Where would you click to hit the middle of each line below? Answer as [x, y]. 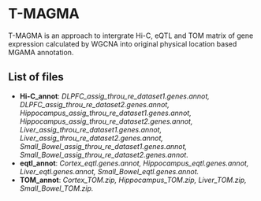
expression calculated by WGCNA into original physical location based [123, 43]
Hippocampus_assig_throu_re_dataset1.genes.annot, [105, 113]
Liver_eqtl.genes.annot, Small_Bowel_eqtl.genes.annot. [109, 171]
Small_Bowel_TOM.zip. [56, 188]
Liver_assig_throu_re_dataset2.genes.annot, [91, 138]
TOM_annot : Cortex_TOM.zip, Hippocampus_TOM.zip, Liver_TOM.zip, [133, 180]
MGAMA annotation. [41, 52]
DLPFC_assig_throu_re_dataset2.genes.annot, [94, 104]
